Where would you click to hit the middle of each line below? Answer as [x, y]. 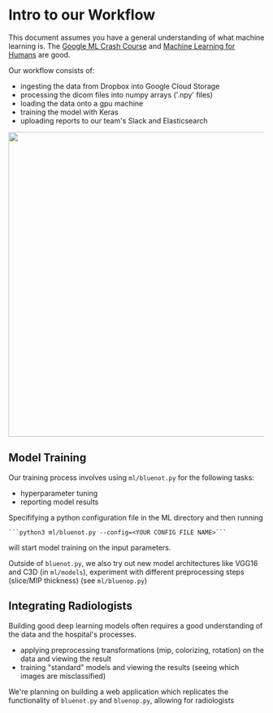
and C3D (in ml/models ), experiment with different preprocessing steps [127, 572]
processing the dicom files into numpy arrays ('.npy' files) [117, 94]
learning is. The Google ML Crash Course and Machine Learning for [122, 45]
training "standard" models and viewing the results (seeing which [130, 667]
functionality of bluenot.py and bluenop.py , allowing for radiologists [121, 700]
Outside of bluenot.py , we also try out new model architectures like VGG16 [133, 563]
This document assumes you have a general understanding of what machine [136, 37]
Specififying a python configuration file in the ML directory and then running [136, 517]
